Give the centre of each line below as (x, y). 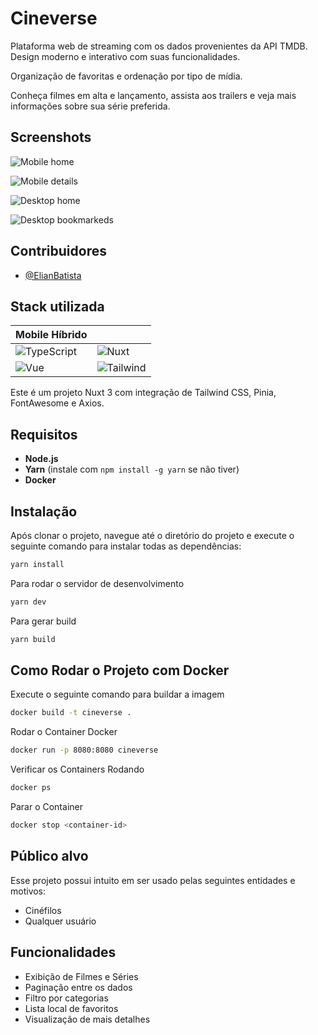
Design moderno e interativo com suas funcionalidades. (125, 56)
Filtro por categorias (66, 998)
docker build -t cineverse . (71, 713)
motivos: (28, 891)
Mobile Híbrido (51, 335)
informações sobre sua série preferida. (90, 106)
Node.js (41, 459)
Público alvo (49, 856)
